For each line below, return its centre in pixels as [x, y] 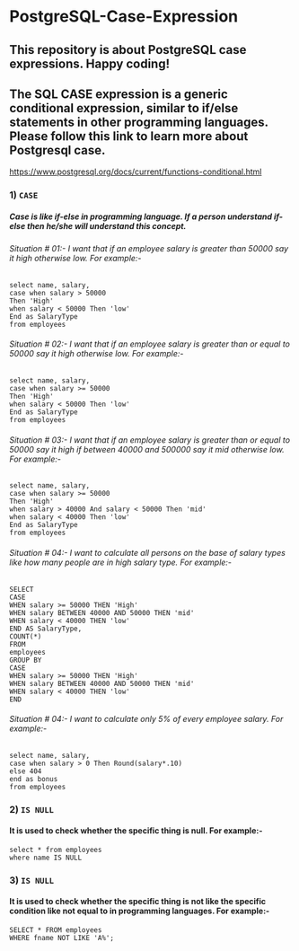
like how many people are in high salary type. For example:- [120, 562]
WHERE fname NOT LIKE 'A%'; [62, 938]
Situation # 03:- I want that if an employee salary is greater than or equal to [149, 440]
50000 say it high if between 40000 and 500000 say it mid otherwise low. [147, 449]
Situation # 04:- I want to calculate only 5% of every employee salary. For [146, 719]
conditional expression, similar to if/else [124, 108]
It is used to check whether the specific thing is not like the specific [138, 902]
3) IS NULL [32, 880]
